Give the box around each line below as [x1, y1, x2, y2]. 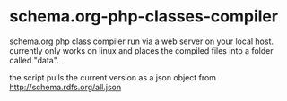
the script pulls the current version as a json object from [9, 72, 217, 82]
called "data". [9, 55, 60, 65]
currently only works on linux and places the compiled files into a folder [9, 45, 274, 55]
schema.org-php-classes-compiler [9, 6, 279, 27]
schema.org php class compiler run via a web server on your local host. [9, 36, 274, 46]
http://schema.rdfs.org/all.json [9, 81, 122, 92]
